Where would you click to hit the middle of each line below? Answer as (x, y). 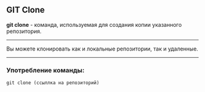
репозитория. (24, 31)
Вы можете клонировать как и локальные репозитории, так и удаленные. (102, 49)
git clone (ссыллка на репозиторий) (53, 83)
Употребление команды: (45, 70)
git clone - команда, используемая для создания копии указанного (94, 24)
